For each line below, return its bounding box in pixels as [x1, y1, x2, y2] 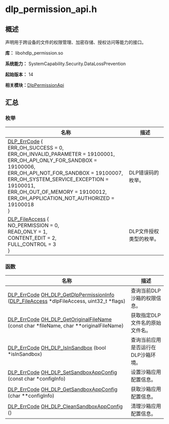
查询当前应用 [130, 336, 161, 343]
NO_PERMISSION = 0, [8, 222, 59, 229]
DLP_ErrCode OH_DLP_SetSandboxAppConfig [8, 368, 117, 376]
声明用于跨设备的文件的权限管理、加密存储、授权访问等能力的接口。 [5, 39, 146, 45]
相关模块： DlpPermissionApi [5, 82, 64, 88]
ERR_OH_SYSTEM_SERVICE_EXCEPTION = [8, 176, 109, 183]
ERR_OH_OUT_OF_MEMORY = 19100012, [8, 188, 107, 195]
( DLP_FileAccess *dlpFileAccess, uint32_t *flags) [8, 297, 126, 304]
